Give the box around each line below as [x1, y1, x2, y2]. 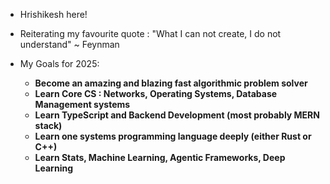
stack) [34, 120, 63, 131]
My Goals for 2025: [19, 58, 100, 69]
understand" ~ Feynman [19, 39, 120, 50]
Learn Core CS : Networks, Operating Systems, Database [34, 88, 278, 99]
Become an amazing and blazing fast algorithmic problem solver [34, 77, 308, 89]
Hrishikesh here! [19, 9, 88, 20]
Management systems [34, 99, 131, 110]
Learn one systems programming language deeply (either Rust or [34, 130, 312, 142]
